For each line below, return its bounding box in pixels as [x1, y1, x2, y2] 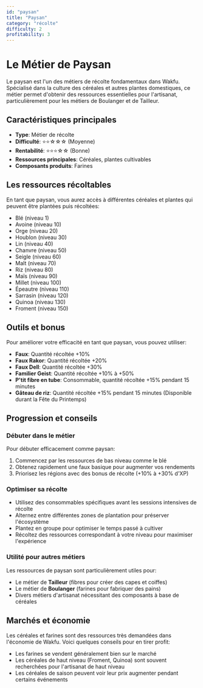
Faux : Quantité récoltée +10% [15, 350, 90, 358]
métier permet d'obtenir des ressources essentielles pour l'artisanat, [6, 91, 178, 98]
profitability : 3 [6, 32, 50, 38]
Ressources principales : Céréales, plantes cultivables [15, 156, 151, 163]
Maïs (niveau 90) [15, 272, 58, 280]
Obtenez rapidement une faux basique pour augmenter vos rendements [15, 464, 195, 471]
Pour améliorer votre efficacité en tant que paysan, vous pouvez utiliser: [6, 338, 187, 346]
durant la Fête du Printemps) [15, 395, 87, 403]
